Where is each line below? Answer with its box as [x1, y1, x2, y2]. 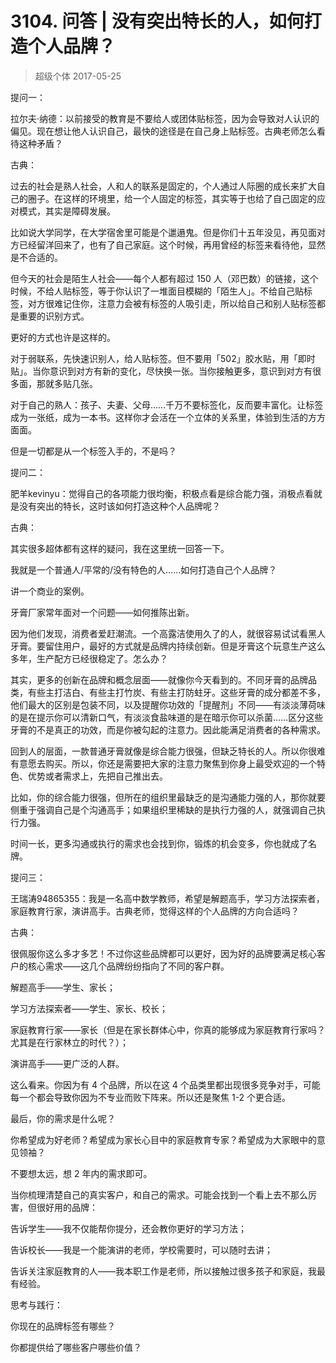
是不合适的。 [10, 251, 63, 263]
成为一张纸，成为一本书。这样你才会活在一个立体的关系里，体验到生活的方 [10, 411, 317, 423]
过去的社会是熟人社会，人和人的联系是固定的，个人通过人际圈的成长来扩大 [10, 180, 317, 192]
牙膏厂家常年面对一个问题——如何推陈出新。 [10, 606, 195, 618]
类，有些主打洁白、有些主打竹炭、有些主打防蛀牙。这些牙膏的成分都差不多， [10, 686, 326, 698]
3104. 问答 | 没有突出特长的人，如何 [10, 10, 305, 33]
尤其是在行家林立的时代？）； [10, 1036, 129, 1048]
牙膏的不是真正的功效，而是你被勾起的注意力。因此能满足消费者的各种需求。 [10, 723, 326, 736]
